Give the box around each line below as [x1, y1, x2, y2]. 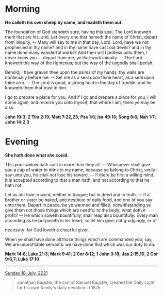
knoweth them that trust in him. [5, 85, 67, 90]
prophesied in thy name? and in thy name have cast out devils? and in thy [5, 44, 152, 50]
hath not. [5, 182, 23, 188]
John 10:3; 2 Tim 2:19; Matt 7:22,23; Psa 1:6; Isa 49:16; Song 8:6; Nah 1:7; [5, 114, 156, 120]
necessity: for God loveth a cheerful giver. [5, 227, 89, 233]
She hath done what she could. [5, 152, 69, 158]
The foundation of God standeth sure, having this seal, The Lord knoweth [5, 29, 151, 35]
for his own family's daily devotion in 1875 [16, 284, 101, 290]
